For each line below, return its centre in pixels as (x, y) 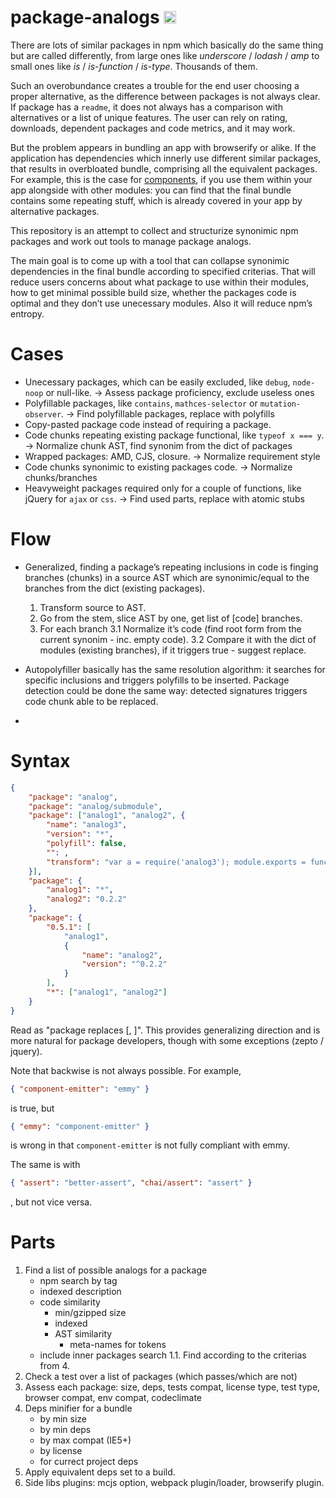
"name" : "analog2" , (122, 955)
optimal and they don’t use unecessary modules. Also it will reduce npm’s (161, 303)
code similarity (70, 1302)
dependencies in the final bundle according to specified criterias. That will (163, 271)
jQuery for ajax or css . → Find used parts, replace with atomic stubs (164, 498)
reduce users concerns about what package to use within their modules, (159, 282)
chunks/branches (61, 477)
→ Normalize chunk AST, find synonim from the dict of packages (158, 445)
